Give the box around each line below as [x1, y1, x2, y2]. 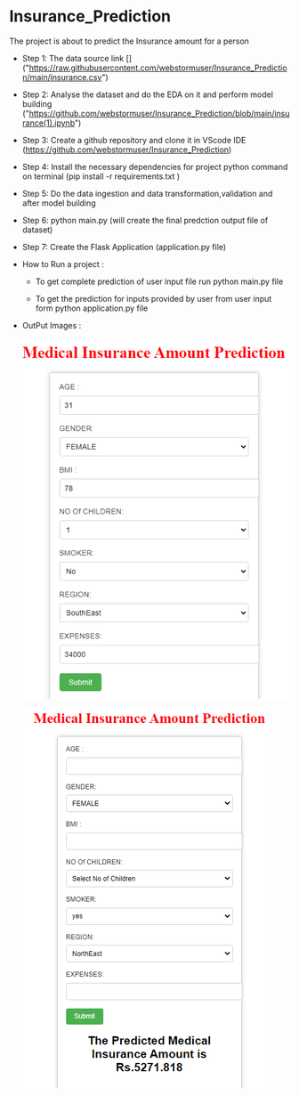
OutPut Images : [21, 320, 82, 330]
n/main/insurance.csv [21, 71, 102, 82]
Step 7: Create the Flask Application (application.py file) [21, 241, 227, 252]
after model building [21, 198, 96, 208]
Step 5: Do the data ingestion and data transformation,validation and [21, 188, 273, 199]
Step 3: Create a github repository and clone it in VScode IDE [21, 134, 246, 145]
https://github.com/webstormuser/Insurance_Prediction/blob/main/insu [28, 108, 291, 118]
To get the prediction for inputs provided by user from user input [35, 293, 272, 304]
